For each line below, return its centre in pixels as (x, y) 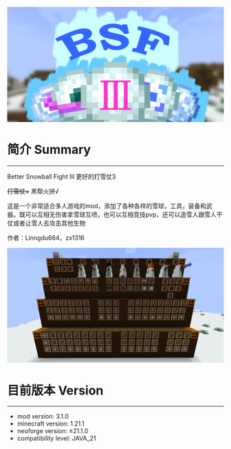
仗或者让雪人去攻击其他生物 (46, 223)
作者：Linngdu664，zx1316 (46, 237)
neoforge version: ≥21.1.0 (53, 431)
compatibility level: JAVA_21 (56, 439)
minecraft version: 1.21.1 (51, 423)
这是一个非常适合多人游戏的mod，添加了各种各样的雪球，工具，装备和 (107, 206)
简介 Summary (49, 149)
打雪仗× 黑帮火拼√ (33, 191)
